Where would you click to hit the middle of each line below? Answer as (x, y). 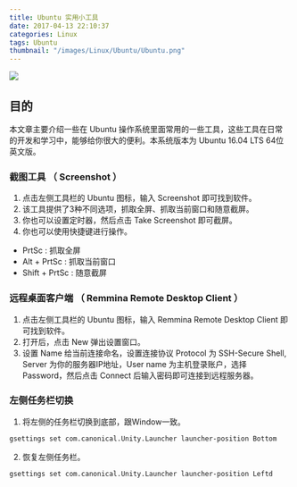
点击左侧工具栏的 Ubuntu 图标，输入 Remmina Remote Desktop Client (150, 319)
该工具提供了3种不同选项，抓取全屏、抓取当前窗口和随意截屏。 (138, 209)
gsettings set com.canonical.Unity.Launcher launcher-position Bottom (143, 439)
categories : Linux (43, 34)
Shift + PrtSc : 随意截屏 (64, 273)
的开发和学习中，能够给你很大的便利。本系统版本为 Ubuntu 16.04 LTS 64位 (146, 140)
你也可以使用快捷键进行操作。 (77, 231)
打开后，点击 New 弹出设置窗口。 (83, 341)
